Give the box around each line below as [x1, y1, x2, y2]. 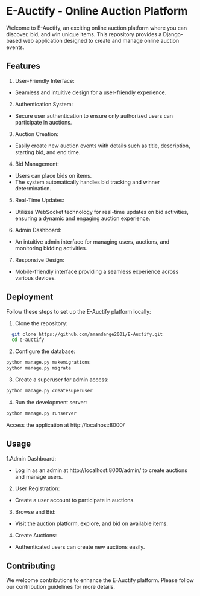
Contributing [6, 561, 55, 571]
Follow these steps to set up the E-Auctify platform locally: [6, 308, 152, 315]
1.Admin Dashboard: [6, 455, 57, 462]
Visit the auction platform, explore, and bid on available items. [14, 520, 169, 527]
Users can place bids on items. [14, 172, 92, 179]
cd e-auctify [11, 337, 45, 343]
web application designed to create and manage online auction [23, 37, 180, 44]
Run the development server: [14, 398, 87, 406]
